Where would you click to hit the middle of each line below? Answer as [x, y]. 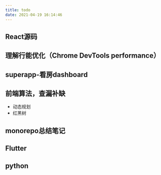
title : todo [18, 10]
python [17, 166]
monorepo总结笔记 [35, 131]
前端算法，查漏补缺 [35, 94]
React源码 [21, 36]
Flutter [16, 148]
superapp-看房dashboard [46, 74]
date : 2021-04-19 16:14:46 [34, 15]
